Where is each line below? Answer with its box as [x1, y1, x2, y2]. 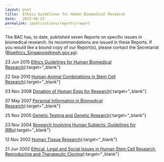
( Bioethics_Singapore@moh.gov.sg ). [5, 50, 79, 56]
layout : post [5, 7, 32, 12]
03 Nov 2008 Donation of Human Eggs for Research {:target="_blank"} [5, 88, 147, 94]
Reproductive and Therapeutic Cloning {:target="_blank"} [5, 151, 120, 157]
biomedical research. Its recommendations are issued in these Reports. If [5, 40, 152, 45]
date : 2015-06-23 [5, 16, 45, 21]
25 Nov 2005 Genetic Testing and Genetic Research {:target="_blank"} [5, 113, 146, 119]
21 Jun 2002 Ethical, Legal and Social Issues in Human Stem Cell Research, [5, 146, 157, 152]
